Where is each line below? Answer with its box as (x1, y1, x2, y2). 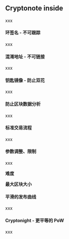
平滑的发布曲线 (5, 194, 36, 200)
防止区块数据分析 (5, 101, 41, 107)
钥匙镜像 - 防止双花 (5, 77, 45, 83)
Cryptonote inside (5, 4, 63, 13)
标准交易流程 (5, 125, 32, 131)
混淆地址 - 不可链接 (5, 53, 45, 60)
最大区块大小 (5, 181, 32, 187)
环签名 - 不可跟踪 (5, 30, 41, 36)
